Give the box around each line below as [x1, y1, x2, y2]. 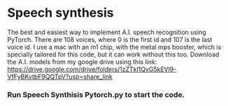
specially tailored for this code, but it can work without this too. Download [7, 50, 220, 59]
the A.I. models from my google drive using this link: [7, 57, 157, 66]
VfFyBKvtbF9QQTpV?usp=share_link [7, 72, 113, 81]
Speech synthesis [7, 5, 114, 21]
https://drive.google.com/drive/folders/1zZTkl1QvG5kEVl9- [7, 65, 177, 73]
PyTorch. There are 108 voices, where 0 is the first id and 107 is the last [7, 35, 213, 43]
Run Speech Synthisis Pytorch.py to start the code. [7, 89, 185, 99]
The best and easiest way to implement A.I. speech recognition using [7, 28, 206, 36]
